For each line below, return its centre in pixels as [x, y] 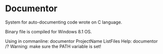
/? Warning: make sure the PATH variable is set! [53, 46]
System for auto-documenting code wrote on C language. [64, 22]
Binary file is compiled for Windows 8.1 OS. [49, 31]
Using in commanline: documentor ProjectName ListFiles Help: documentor [81, 41]
